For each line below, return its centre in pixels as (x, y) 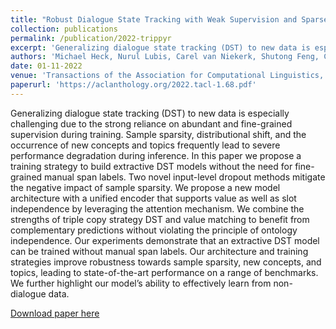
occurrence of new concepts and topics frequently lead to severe (145, 145)
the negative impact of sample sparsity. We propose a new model (145, 187)
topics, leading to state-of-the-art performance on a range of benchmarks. (164, 272)
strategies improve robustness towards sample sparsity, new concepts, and (166, 262)
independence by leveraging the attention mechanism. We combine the (157, 208)
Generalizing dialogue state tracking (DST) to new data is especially (150, 113)
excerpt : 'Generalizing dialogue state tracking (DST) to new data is (160, 47)
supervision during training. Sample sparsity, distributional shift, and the (158, 134)
